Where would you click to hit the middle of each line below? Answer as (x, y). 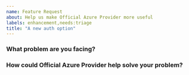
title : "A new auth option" (41, 28)
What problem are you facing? (51, 49)
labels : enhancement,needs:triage (49, 23)
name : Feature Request (34, 12)
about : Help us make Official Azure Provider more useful (80, 17)
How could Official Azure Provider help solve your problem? (94, 65)
